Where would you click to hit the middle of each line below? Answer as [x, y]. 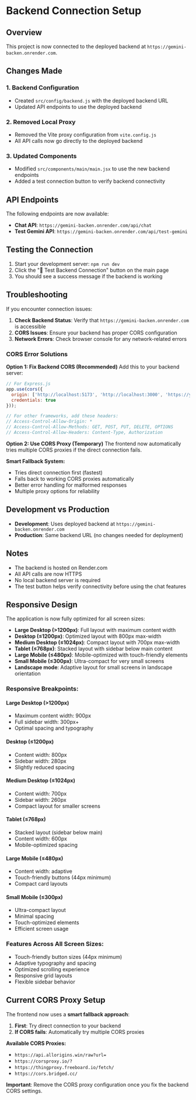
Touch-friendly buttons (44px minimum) [63, 877]
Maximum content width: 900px [53, 716]
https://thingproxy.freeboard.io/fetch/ [64, 1067]
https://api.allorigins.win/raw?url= [60, 1055]
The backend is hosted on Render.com [61, 568]
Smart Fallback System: [36, 461]
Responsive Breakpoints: [42, 689]
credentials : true [34, 400]
